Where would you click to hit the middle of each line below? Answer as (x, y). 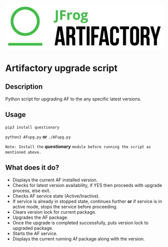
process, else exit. (31, 191)
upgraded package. (33, 228)
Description (24, 87)
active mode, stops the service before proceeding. (65, 207)
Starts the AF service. (35, 233)
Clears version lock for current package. (54, 212)
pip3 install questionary (32, 127)
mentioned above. (23, 152)
